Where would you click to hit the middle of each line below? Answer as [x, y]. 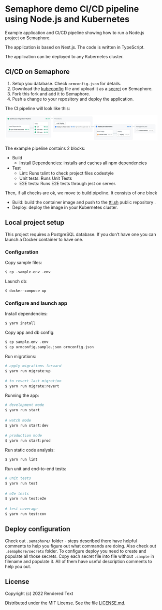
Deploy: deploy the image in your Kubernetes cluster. [65, 207]
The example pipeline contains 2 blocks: [45, 148]
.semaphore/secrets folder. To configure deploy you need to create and [76, 551]
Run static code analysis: [30, 450]
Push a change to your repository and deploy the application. [73, 99]
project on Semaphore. [28, 38]
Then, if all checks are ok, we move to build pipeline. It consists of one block [81, 193]
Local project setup [35, 223]
